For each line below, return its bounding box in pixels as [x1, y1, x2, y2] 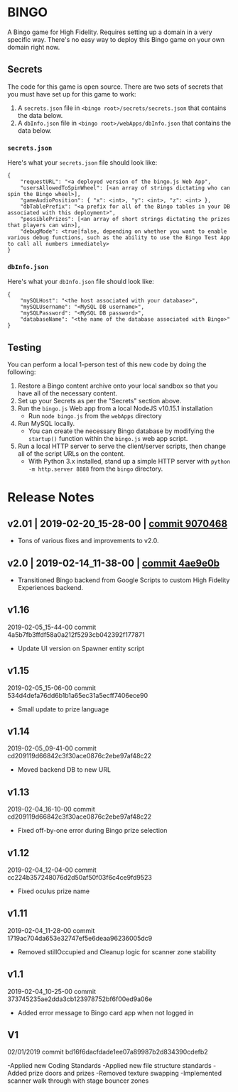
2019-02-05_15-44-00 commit [7, 623, 97, 631]
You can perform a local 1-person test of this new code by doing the [7, 360, 207, 369]
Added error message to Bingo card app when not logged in [17, 1008, 194, 1017]
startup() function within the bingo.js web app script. [28, 435, 188, 443]
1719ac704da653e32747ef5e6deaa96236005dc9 [7, 934, 153, 942]
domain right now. [7, 43, 60, 51]
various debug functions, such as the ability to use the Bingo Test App [7, 234, 231, 241]
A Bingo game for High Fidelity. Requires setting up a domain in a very [7, 28, 212, 36]
